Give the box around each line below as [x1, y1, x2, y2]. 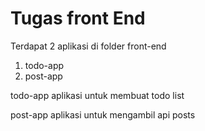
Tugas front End [10, 7, 146, 30]
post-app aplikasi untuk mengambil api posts [10, 108, 196, 121]
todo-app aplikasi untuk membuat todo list [10, 89, 185, 101]
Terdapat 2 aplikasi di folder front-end [10, 40, 167, 52]
